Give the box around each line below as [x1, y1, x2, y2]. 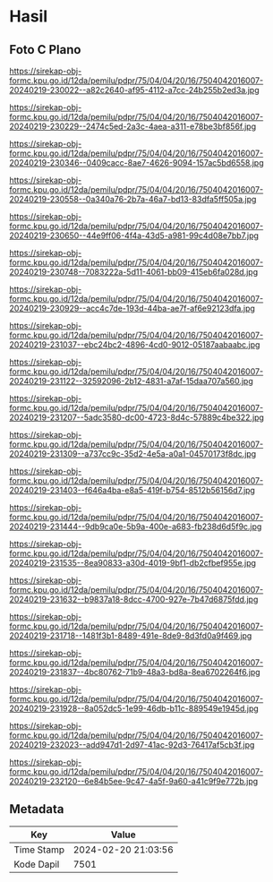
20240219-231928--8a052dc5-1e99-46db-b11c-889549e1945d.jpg [9, 703, 260, 714]
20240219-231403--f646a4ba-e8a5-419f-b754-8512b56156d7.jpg [9, 485, 255, 495]
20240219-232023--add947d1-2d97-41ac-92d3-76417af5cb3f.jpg [9, 740, 255, 749]
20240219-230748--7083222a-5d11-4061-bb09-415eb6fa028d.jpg [9, 267, 259, 277]
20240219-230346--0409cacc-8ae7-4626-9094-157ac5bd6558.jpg [9, 158, 264, 167]
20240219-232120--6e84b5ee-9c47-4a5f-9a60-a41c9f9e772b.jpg [9, 776, 259, 786]
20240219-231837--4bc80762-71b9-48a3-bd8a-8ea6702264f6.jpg [9, 667, 261, 677]
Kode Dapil [13, 858, 60, 870]
